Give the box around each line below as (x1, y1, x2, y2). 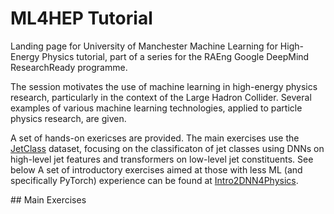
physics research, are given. (10, 112, 127, 124)
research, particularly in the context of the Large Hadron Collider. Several (10, 91, 312, 103)
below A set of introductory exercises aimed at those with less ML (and (10, 163, 303, 176)
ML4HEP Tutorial (10, 7, 153, 30)
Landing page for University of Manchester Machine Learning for (10, 40, 278, 52)
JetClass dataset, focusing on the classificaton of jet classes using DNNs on (10, 142, 325, 154)
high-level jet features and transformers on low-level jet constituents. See (10, 153, 314, 165)
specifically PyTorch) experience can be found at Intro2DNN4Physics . (10, 174, 299, 186)
